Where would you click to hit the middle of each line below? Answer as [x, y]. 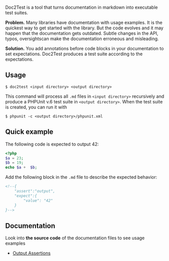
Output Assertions [31, 253]
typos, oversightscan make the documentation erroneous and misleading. [82, 39]
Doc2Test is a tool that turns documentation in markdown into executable [81, 7]
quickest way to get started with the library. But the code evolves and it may [84, 28]
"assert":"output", [35, 191]
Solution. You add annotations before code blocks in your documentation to [85, 48]
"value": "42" [38, 200]
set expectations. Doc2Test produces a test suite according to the [74, 54]
